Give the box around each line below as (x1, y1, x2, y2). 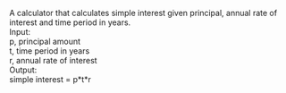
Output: (9, 64, 38, 75)
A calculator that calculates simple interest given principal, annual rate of (9, 8, 278, 18)
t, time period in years (9, 46, 90, 56)
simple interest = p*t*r (9, 74, 92, 84)
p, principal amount (9, 36, 81, 46)
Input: (9, 27, 31, 37)
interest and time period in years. (9, 17, 131, 28)
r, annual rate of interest (9, 55, 97, 65)
